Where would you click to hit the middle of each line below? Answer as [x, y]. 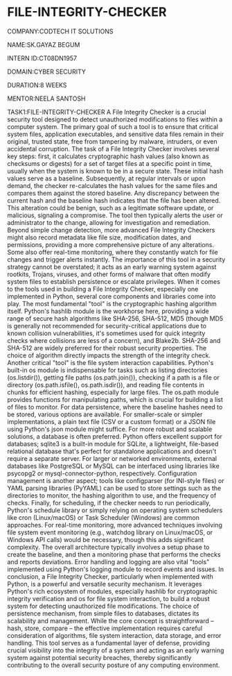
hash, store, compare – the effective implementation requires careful [105, 628]
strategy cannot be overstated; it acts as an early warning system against [112, 267]
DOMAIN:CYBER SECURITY [47, 71]
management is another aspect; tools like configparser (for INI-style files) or [116, 480]
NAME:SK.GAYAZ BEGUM [44, 44]
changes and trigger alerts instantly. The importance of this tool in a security [116, 259]
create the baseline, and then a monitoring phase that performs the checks [114, 554]
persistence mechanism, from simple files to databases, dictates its [103, 613]
